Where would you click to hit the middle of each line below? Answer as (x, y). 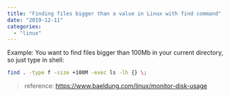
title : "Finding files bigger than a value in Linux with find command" (114, 14)
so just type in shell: (36, 60)
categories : (24, 26)
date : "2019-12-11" (35, 20)
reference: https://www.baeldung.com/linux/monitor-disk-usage (116, 86)
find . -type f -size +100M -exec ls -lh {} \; (77, 73)
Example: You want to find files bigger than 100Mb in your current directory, (115, 53)
